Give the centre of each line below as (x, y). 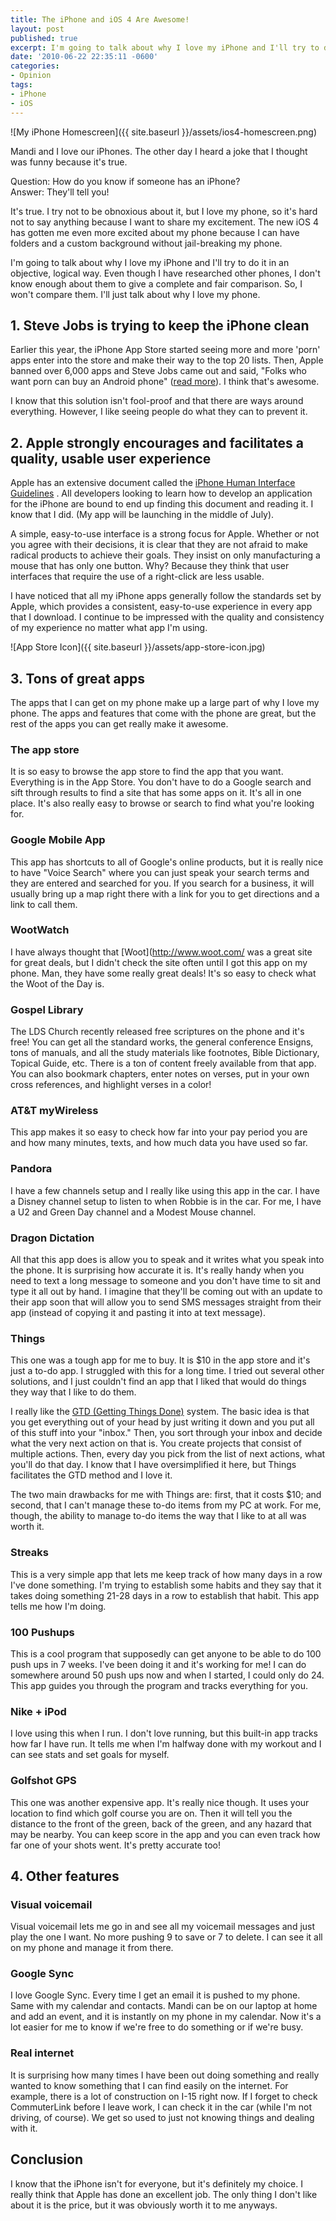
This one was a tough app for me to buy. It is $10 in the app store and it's (160, 1360)
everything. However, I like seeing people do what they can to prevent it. (159, 412)
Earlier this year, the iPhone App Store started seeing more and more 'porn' (165, 350)
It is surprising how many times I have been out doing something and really (165, 2075)
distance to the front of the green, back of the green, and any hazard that (161, 1823)
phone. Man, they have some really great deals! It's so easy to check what (163, 973)
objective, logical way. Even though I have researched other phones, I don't (165, 273)
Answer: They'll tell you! (60, 192)
